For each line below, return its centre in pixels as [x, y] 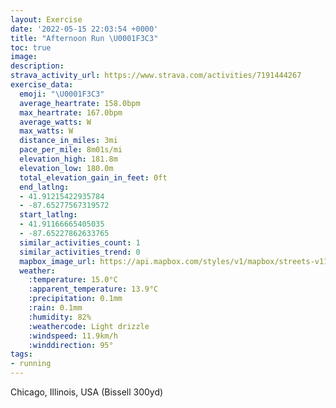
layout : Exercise [46, 19]
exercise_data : [42, 85]
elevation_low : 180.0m [66, 168]
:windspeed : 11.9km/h [73, 336]
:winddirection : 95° [71, 345]
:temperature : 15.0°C [73, 280]
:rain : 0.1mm [55, 308]
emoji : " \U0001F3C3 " [62, 94]
